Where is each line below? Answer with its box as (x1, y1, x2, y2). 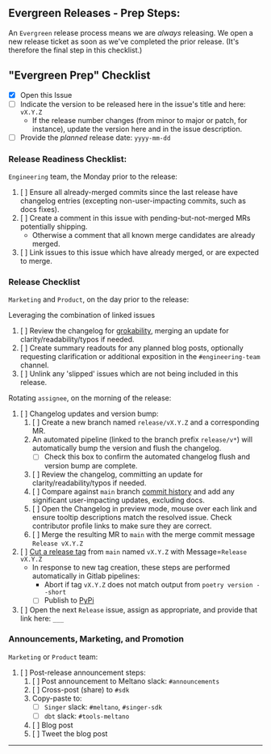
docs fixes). (19, 205, 60, 214)
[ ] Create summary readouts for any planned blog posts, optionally (19, 343, 244, 353)
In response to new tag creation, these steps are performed (31, 562, 231, 573)
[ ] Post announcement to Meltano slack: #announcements (31, 676, 220, 686)
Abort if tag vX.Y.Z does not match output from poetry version (44, 580, 253, 590)
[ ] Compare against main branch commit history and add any (31, 487, 236, 497)
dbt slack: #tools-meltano (44, 711, 130, 721)
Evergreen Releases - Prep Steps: (8, 6, 181, 20)
